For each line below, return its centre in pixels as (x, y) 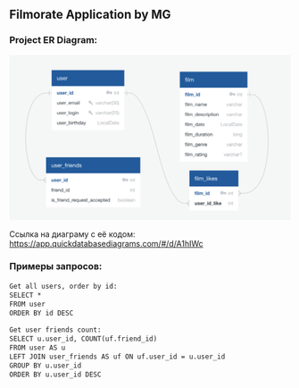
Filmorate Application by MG (90, 15)
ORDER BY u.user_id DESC (55, 375)
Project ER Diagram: (54, 40)
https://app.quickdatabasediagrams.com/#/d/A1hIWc (106, 243)
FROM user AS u (37, 348)
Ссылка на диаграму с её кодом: (72, 234)
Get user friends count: (55, 330)
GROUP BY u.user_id (46, 366)
